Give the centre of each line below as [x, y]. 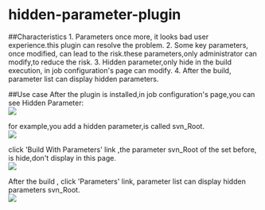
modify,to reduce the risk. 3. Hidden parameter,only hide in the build [120, 62]
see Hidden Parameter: [46, 103]
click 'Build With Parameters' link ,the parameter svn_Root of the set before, [132, 150]
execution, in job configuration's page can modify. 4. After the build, [120, 70]
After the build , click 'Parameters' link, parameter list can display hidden [127, 181]
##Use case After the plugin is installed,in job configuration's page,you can [132, 94]
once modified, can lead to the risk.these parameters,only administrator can [132, 53]
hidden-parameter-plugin [95, 15]
